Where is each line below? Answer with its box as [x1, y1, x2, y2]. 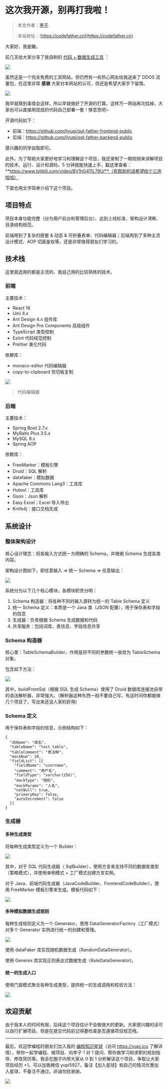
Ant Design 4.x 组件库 [12, 316, 57, 322]
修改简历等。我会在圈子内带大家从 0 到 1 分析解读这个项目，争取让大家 [13, 1055, 159, 1061]
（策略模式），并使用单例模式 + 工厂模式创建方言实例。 [5, 869, 118, 876]
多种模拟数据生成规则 [5, 908, 49, 915]
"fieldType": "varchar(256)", [14, 773, 77, 778]
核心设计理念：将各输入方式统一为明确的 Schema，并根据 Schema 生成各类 [5, 550, 161, 556]
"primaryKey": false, [14, 792, 59, 797]
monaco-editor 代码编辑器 [12, 362, 66, 368]
